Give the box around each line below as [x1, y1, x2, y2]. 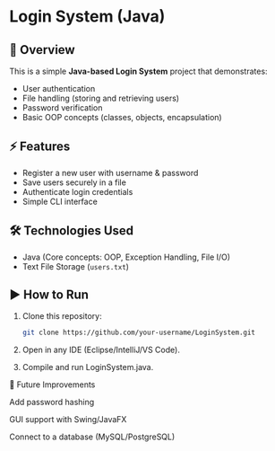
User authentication [21, 84, 96, 93]
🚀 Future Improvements [9, 379, 96, 390]
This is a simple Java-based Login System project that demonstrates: [9, 66, 268, 76]
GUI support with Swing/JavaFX [9, 414, 127, 425]
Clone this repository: [21, 311, 102, 322]
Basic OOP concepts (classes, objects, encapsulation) [21, 112, 222, 122]
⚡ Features [9, 139, 71, 155]
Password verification [21, 102, 103, 113]
